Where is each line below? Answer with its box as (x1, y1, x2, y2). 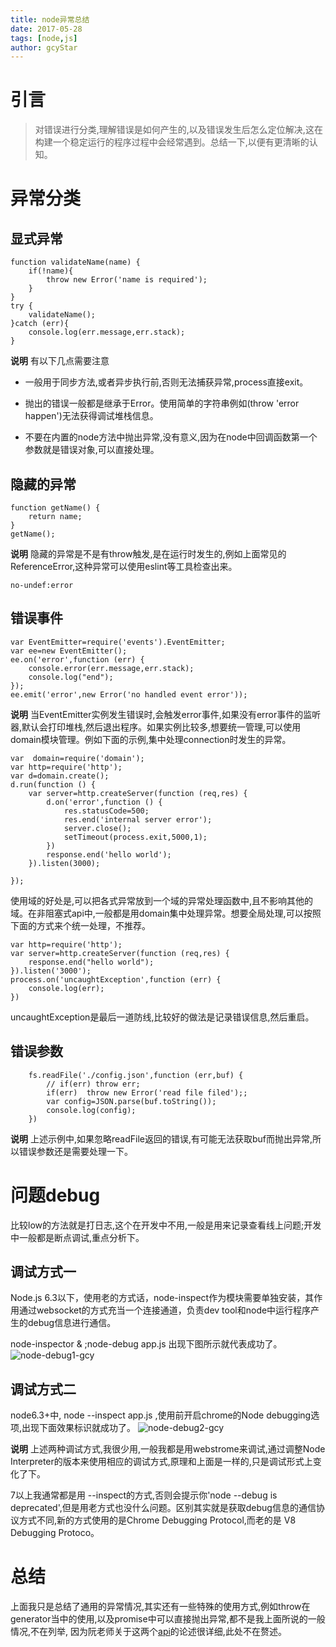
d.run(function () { (10, 779, 97, 790)
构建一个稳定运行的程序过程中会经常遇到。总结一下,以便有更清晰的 (34, 136, 310, 148)
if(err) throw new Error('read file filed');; (46, 1087, 248, 1098)
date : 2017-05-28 (10, 24, 83, 34)
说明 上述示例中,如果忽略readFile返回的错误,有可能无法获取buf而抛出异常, (10, 1132, 313, 1145)
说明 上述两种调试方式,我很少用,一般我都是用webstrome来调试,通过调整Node (10, 1443, 326, 1455)
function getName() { (10, 503, 101, 513)
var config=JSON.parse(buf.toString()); (46, 1096, 217, 1106)
